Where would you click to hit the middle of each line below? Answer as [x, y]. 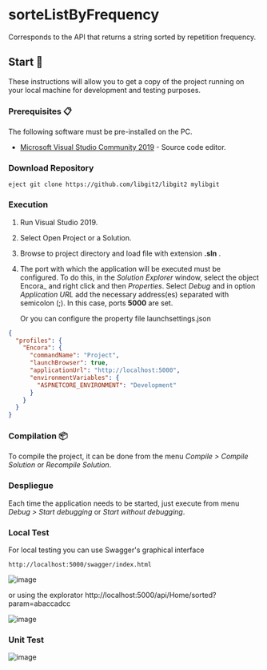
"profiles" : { [39, 341]
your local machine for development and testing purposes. [105, 90]
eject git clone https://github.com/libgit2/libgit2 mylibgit [114, 185]
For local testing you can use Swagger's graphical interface [106, 550]
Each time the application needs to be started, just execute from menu [124, 503]
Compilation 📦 [38, 436]
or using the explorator [46, 595]
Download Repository [51, 167]
